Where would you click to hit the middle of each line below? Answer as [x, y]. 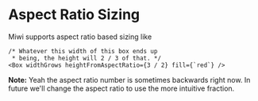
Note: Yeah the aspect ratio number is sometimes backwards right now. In [129, 80]
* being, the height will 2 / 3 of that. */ [86, 58]
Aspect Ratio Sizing [74, 15]
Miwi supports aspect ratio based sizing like [80, 37]
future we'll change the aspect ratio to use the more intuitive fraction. [121, 88]
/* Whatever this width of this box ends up [83, 51]
